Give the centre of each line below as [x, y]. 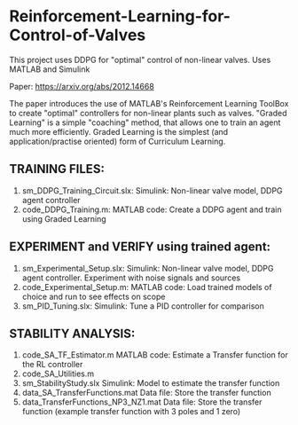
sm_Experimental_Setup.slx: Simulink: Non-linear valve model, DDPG [148, 268]
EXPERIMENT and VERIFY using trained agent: [140, 247]
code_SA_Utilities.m [58, 374]
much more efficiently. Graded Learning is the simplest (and [119, 131]
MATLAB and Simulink [50, 69]
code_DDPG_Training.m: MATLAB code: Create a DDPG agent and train [152, 209]
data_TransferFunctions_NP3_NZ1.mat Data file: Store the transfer [142, 402]
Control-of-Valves [78, 35]
